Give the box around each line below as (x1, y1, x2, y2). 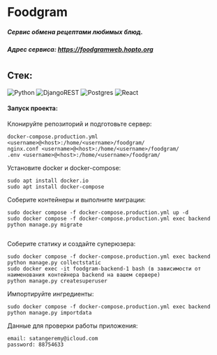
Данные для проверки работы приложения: (7, 322, 138, 330)
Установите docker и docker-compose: (7, 163, 121, 172)
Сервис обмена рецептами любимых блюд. (7, 27, 143, 36)
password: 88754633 (7, 341, 64, 348)
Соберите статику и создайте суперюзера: (7, 239, 136, 248)
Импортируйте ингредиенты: (7, 289, 94, 298)
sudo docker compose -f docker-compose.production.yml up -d (7, 209, 189, 216)
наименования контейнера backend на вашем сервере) (7, 271, 160, 278)
